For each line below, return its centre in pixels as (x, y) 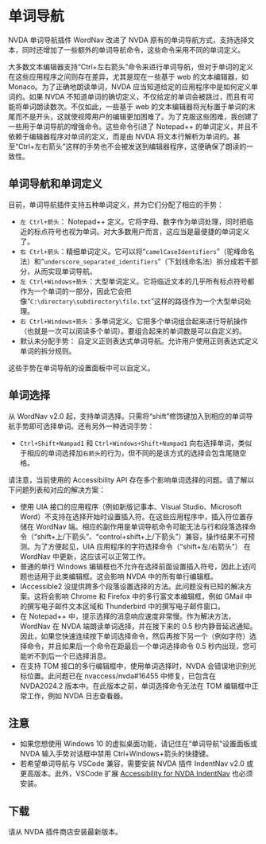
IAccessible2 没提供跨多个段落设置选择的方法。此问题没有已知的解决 (132, 586)
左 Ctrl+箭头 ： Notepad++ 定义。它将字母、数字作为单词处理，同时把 (133, 221)
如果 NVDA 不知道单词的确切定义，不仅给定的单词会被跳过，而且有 (138, 96)
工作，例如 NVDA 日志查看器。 (77, 696)
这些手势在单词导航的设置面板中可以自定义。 (81, 368)
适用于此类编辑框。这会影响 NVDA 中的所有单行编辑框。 (126, 576)
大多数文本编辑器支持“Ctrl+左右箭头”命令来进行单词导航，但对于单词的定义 (131, 66)
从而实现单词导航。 (65, 271)
